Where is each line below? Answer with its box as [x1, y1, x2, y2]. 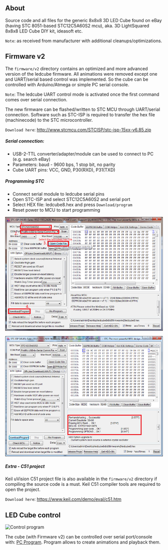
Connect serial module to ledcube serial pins [12, 191, 105, 197]
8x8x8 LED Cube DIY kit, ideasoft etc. [5, 28, 83, 34]
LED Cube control [5, 511, 61, 519]
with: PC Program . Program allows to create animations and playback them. [5, 539, 161, 545]
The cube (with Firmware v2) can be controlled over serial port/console [5, 533, 152, 539]
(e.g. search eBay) [12, 156, 51, 162]
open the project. [5, 486, 41, 493]
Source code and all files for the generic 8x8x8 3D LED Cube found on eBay [5, 17, 162, 23]
